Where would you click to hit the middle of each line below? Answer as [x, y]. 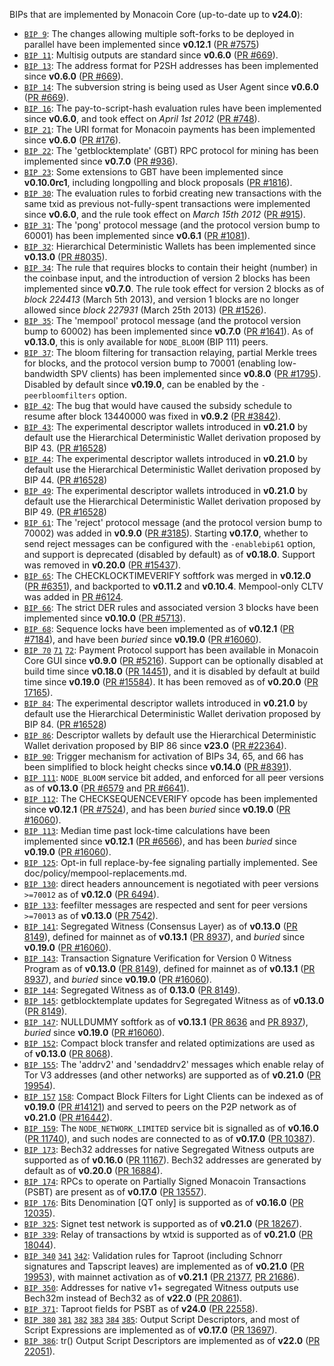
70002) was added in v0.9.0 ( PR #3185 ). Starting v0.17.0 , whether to [166, 533]
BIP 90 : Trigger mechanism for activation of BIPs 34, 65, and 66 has [163, 756]
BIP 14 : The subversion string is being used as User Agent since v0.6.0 [171, 87]
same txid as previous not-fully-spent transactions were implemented [167, 203]
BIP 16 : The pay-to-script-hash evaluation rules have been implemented [172, 108]
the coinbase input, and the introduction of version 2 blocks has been [167, 278]
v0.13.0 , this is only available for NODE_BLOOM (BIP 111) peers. [146, 342]
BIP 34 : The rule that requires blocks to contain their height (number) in [170, 267]
